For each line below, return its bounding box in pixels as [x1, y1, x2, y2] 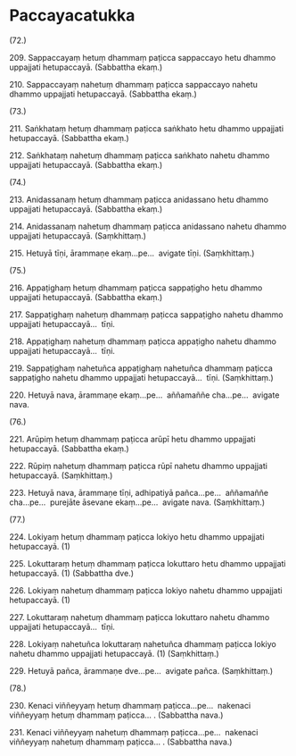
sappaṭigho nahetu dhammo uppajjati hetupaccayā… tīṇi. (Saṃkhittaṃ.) [9, 372, 274, 382]
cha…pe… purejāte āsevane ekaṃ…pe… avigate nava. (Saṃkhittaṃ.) [9, 497, 266, 508]
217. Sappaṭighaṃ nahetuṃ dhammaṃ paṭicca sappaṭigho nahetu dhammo [9, 309, 284, 320]
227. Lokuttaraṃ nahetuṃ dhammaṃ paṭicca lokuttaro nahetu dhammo [9, 611, 270, 622]
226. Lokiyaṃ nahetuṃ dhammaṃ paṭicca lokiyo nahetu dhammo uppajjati [9, 584, 283, 595]
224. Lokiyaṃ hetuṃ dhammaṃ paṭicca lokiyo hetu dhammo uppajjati [9, 531, 265, 542]
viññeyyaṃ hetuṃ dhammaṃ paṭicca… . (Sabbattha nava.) [9, 710, 224, 720]
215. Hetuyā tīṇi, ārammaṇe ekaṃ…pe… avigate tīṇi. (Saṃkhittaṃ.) [9, 248, 255, 258]
